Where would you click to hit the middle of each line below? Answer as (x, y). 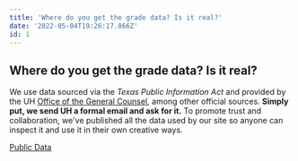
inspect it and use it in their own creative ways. (96, 130)
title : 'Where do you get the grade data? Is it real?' (116, 17)
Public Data (31, 148)
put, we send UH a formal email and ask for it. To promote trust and (136, 111)
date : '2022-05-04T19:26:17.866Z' (74, 26)
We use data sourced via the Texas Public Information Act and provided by (148, 92)
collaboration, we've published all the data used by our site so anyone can (146, 121)
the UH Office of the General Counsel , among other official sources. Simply (149, 102)
